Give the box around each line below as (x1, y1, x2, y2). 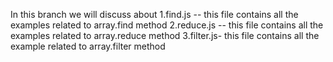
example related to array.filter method (10, 40, 166, 52)
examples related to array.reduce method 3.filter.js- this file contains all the (10, 30, 320, 41)
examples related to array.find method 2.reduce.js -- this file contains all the (10, 19, 324, 31)
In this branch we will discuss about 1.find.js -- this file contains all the (10, 9, 299, 20)
